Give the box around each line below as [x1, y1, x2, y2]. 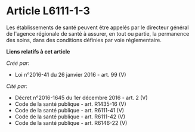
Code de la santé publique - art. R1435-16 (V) [14, 100, 126, 108]
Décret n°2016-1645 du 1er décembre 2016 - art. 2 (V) [14, 94, 148, 101]
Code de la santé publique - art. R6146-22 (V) [14, 119, 128, 126]
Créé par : [6, 59, 30, 67]
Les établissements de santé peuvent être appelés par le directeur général [6, 24, 189, 31]
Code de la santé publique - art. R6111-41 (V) [14, 106, 124, 114]
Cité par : [6, 82, 28, 90]
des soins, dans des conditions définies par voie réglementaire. [6, 36, 162, 43]
